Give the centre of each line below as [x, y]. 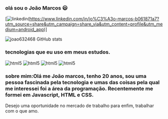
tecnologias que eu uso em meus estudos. [58, 52]
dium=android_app [25, 29]
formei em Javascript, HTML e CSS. [49, 94]
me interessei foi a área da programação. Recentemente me [79, 88]
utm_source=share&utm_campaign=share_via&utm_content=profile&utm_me [84, 24]
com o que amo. [22, 111]
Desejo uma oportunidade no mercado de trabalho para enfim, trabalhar [80, 105]
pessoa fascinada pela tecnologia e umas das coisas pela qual [82, 82]
